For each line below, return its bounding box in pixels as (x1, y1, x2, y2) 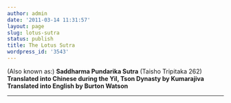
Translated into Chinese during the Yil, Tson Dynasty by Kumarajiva (7, 74, 204, 82)
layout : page (7, 23, 45, 30)
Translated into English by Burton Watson (7, 82, 129, 90)
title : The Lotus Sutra (7, 42, 76, 49)
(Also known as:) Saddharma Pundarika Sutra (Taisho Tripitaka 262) (7, 67, 203, 76)
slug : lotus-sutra (7, 29, 60, 36)
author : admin (7, 10, 48, 17)
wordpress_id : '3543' (7, 49, 69, 56)
